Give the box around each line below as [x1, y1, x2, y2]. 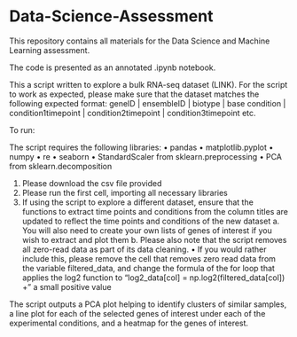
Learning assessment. [9, 44, 90, 55]
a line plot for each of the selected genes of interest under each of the [9, 308, 266, 318]
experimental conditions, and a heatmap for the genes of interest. [9, 317, 249, 328]
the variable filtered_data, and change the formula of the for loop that [21, 263, 275, 273]
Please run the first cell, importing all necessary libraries [21, 187, 228, 198]
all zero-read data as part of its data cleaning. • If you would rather [21, 244, 267, 255]
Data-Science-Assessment [9, 6, 214, 27]
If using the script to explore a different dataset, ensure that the [21, 197, 254, 208]
